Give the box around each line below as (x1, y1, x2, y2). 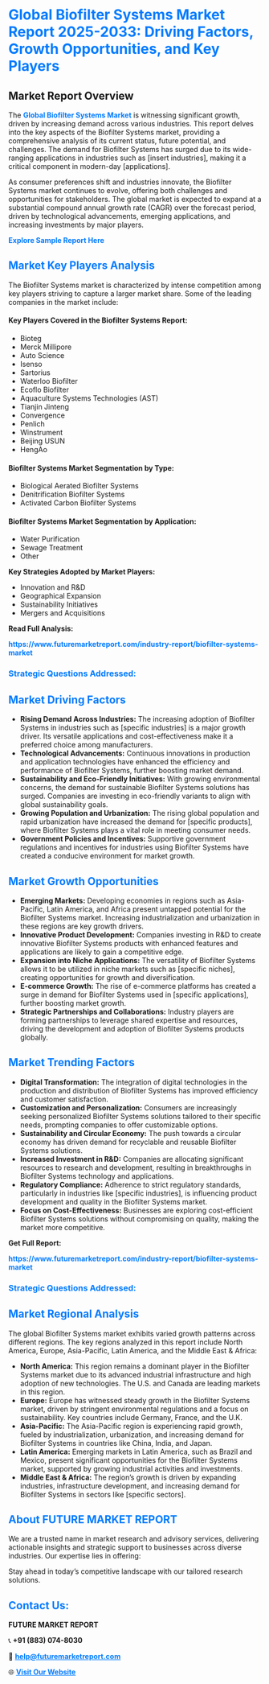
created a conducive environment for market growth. (19, 851, 195, 861)
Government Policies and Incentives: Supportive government (19, 834, 226, 844)
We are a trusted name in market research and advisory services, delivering (8, 1534, 259, 1544)
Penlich (19, 419, 46, 429)
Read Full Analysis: (8, 624, 74, 633)
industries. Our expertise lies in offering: (8, 1551, 141, 1561)
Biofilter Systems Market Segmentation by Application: (8, 517, 197, 526)
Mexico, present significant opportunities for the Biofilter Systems (19, 1455, 238, 1465)
